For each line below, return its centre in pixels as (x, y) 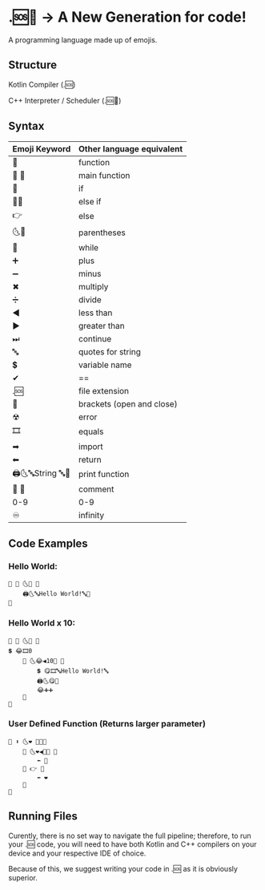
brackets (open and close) (128, 403)
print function (104, 475)
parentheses (102, 233)
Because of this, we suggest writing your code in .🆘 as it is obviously (123, 868)
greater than (102, 326)
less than (96, 313)
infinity (92, 515)
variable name (105, 365)
